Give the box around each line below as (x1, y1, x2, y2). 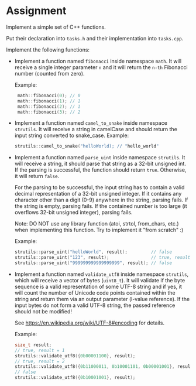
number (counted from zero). (14, 70, 85, 77)
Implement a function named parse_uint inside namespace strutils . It (14, 154, 185, 161)
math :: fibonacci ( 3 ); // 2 (17, 109, 81, 115)
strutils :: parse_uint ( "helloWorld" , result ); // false (14, 249, 173, 255)
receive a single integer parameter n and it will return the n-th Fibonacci (14, 63, 188, 71)
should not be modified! (14, 308, 72, 315)
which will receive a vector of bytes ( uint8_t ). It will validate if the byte (14, 276, 185, 283)
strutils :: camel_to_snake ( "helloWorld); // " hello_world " (14, 144, 159, 149)
